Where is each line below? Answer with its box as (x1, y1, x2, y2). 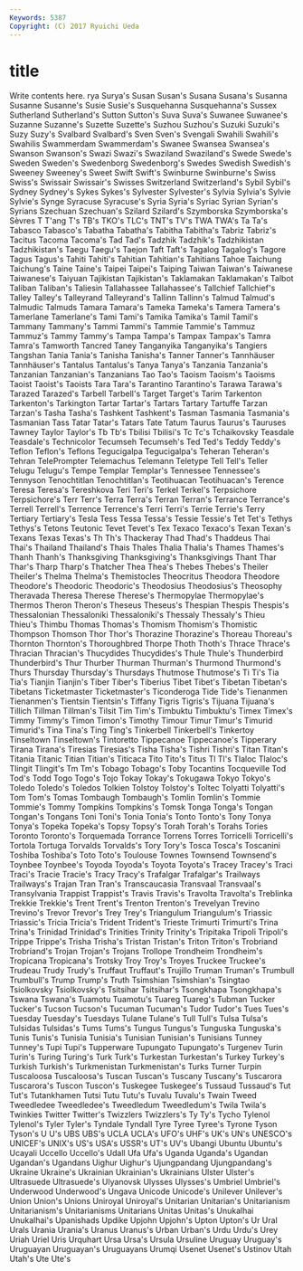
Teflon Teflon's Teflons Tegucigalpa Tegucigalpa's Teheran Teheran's (9, 446, 270, 457)
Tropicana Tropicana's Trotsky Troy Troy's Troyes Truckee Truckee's (9, 955, 266, 966)
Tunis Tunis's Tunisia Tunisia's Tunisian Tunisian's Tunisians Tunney (9, 1032, 262, 1043)
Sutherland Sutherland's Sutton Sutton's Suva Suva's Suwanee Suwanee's (9, 109, 288, 120)
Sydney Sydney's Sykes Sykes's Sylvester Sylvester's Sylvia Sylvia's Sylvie (9, 186, 291, 197)
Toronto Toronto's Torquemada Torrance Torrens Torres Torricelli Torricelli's (9, 830, 294, 841)
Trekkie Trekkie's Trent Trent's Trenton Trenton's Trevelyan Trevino (9, 897, 260, 909)
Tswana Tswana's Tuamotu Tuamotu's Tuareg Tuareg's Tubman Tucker (9, 994, 276, 1005)
